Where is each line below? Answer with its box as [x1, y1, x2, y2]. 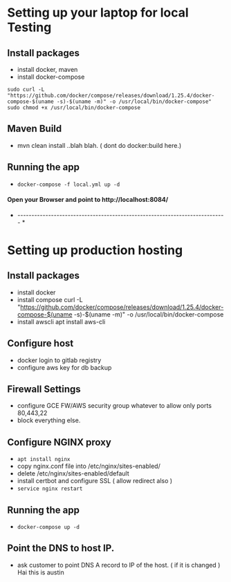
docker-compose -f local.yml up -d [17, 181, 120, 188]
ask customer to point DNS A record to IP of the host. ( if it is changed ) [17, 561, 221, 569]
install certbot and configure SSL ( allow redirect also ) [17, 477, 173, 485]
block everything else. [17, 416, 81, 424]
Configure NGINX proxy [7, 436, 112, 448]
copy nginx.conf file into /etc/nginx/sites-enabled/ [17, 462, 160, 471]
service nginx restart [17, 485, 83, 492]
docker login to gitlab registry [17, 356, 102, 364]
